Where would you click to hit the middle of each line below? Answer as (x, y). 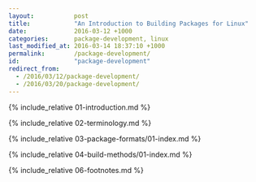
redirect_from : (34, 69)
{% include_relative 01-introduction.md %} (80, 107)
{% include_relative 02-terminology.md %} (80, 123)
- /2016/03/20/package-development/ (78, 84)
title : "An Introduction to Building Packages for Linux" (129, 24)
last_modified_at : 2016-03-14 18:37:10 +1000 (87, 46)
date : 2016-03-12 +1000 (70, 31)
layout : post (49, 16)
